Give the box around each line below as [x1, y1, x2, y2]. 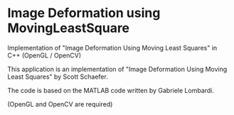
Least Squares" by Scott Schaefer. [7, 72, 108, 81]
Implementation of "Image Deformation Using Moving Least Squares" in [7, 43, 218, 52]
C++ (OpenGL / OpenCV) [7, 51, 82, 60]
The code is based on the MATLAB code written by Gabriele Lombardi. [7, 86, 215, 94]
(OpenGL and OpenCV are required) [7, 99, 113, 108]
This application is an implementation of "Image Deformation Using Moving [7, 65, 228, 73]
